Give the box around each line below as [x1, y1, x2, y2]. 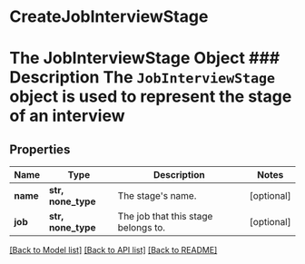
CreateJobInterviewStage [9, 6, 209, 27]
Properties [9, 142, 71, 157]
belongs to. [117, 221, 166, 234]
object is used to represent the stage [9, 86, 292, 107]
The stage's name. [117, 190, 197, 202]
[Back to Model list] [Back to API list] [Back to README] [9, 245, 218, 256]
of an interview [9, 106, 125, 126]
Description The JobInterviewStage [9, 67, 275, 88]
